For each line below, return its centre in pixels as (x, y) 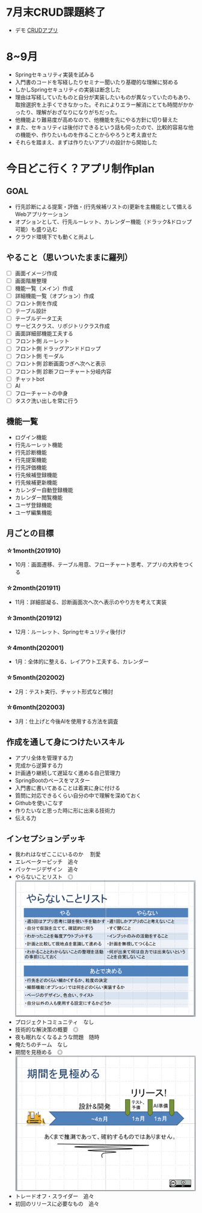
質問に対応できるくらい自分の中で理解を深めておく (78, 795)
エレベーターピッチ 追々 (47, 862)
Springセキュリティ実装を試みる (55, 74)
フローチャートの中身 (41, 393)
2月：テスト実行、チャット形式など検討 (64, 691)
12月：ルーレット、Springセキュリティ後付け (70, 631)
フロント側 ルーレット (42, 341)
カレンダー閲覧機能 (39, 497)
